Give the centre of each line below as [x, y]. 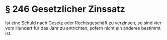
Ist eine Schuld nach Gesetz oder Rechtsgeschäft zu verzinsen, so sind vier [83, 23]
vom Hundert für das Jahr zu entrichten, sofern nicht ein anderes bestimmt [83, 28]
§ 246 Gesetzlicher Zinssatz [65, 9]
